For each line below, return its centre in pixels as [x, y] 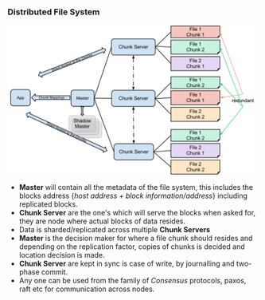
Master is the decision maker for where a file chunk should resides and [136, 238]
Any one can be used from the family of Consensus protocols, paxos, [132, 280]
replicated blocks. [48, 204]
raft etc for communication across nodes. [87, 289]
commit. [55, 272]
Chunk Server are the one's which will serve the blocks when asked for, [137, 212]
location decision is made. [62, 255]
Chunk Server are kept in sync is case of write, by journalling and [127, 263]
